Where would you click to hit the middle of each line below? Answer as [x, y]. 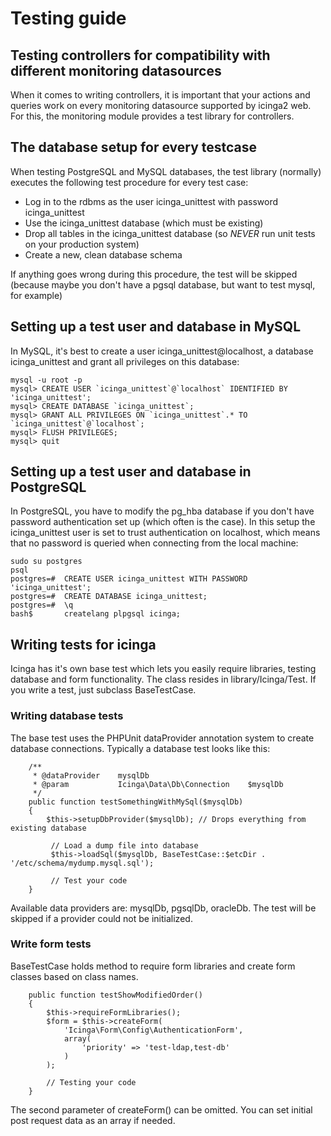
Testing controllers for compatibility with [140, 55]
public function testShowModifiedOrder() [115, 995]
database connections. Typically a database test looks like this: [140, 748]
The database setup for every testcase [134, 147]
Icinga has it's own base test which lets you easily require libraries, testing [163, 669]
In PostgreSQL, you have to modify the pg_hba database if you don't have [162, 511]
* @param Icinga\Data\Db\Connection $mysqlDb [158, 784]
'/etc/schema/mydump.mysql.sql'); [82, 863]
